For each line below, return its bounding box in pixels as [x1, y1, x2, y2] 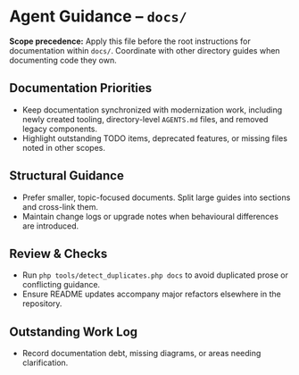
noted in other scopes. [21, 142, 105, 153]
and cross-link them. [21, 201, 99, 212]
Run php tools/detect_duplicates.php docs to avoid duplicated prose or [21, 270, 288, 280]
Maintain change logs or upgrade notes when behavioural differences [21, 211, 279, 221]
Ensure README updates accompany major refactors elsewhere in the [21, 288, 281, 300]
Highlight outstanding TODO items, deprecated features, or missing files [21, 132, 288, 144]
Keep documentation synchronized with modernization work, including [21, 104, 283, 115]
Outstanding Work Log [9, 324, 138, 339]
